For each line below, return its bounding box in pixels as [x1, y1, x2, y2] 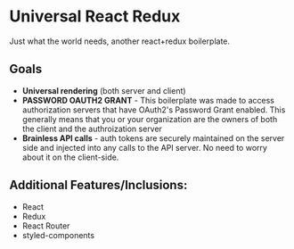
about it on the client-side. [21, 152, 119, 162]
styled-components [21, 229, 95, 240]
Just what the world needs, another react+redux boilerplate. [9, 36, 230, 46]
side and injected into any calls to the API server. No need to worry [21, 142, 267, 153]
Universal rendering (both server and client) [21, 85, 186, 95]
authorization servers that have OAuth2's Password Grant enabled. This [21, 104, 286, 115]
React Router [21, 220, 70, 231]
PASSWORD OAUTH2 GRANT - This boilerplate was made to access [21, 95, 274, 105]
